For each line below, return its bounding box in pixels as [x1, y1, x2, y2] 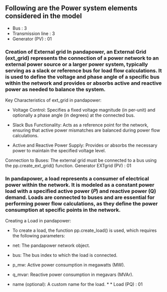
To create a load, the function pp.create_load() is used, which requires [12, 227, 157, 233]
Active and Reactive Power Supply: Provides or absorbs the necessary [12, 142, 158, 148]
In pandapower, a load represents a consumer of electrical [5, 175, 150, 182]
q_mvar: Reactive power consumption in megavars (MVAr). [12, 271, 134, 277]
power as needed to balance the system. [5, 86, 106, 93]
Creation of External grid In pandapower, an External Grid [5, 48, 147, 55]
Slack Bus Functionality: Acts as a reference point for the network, [12, 122, 149, 128]
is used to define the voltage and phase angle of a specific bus [5, 73, 160, 80]
